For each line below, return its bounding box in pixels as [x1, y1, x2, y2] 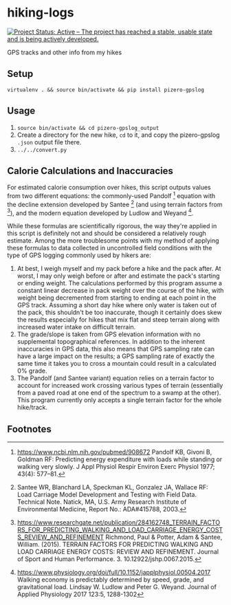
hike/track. [16, 404, 48, 412]
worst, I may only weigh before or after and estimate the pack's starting [16, 272, 220, 280]
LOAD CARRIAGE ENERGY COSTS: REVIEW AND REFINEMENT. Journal [16, 548, 219, 556]
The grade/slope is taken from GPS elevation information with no [16, 330, 201, 338]
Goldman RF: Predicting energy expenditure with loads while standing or [16, 455, 223, 463]
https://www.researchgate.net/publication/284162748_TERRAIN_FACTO [16, 518, 221, 527]
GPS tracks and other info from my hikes [7, 48, 122, 56]
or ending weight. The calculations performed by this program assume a [16, 279, 222, 287]
